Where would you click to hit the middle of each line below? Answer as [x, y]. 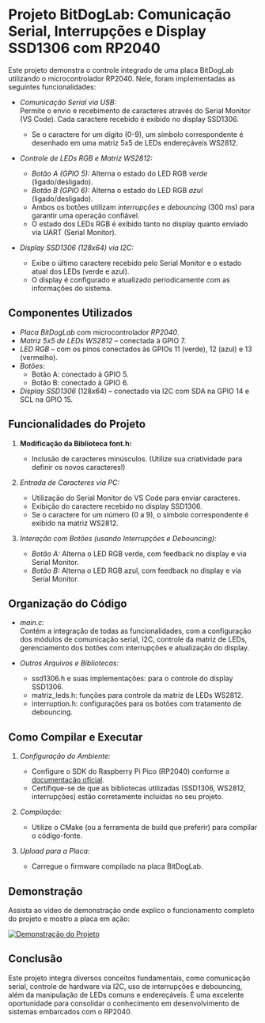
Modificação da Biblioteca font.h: [76, 443]
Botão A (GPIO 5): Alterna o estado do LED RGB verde [119, 173]
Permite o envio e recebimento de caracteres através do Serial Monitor [135, 110]
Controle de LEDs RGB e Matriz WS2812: [86, 158]
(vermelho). [38, 357]
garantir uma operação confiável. [85, 215]
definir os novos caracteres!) [78, 467]
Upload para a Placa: [55, 851]
